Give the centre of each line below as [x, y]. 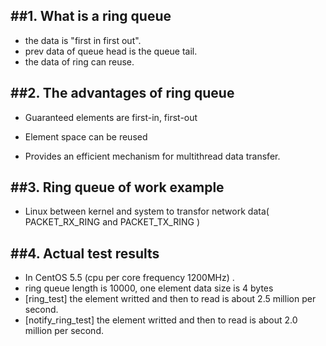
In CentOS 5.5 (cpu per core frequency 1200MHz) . [129, 278]
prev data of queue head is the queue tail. [111, 51]
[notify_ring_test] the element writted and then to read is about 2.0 [161, 320]
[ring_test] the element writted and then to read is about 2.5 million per [170, 299]
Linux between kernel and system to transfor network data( [147, 211]
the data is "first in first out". [83, 40]
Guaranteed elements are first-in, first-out [111, 117]
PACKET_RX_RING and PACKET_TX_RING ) [112, 222]
